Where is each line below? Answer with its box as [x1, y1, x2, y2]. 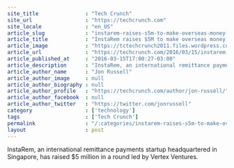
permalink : [7, 119, 89, 127]
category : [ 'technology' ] [7, 107, 136, 114]
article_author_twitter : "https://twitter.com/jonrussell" [7, 101, 192, 108]
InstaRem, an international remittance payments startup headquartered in [7, 145, 217, 153]
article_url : [7, 49, 89, 56]
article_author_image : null [7, 74, 104, 82]
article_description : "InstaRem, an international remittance [7, 62, 210, 69]
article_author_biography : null [7, 81, 104, 88]
